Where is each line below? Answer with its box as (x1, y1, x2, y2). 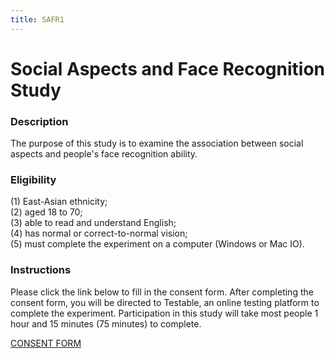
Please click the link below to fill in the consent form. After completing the (10, 286, 314, 298)
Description (10, 114, 69, 128)
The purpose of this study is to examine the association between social (10, 137, 304, 150)
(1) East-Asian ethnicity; (10, 196, 108, 208)
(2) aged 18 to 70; (10, 206, 83, 218)
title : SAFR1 (10, 14, 65, 25)
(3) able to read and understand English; (10, 217, 177, 229)
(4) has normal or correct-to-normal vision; (10, 227, 188, 240)
